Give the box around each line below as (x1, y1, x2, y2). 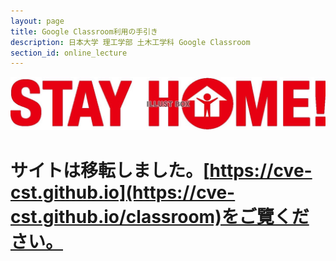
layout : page (10, 16, 65, 26)
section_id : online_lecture (10, 48, 128, 58)
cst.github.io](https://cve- (10, 181, 236, 204)
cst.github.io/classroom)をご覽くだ (10, 205, 310, 228)
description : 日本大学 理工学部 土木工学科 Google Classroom (10, 37, 251, 47)
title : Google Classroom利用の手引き (10, 26, 159, 37)
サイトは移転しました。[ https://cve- (10, 159, 313, 182)
